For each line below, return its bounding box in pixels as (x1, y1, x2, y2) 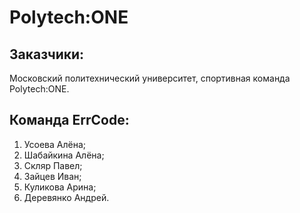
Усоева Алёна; (23, 138, 86, 150)
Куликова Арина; (23, 181, 97, 193)
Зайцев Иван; (23, 170, 82, 182)
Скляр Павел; (23, 159, 83, 171)
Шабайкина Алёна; (23, 149, 105, 161)
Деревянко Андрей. (23, 191, 110, 203)
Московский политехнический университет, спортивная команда (9, 72, 291, 84)
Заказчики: (9, 46, 85, 63)
